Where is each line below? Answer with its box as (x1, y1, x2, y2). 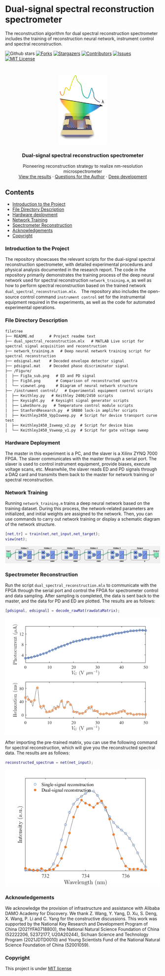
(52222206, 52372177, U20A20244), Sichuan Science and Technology (5, 931, 149, 937)
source (5, 294, 20, 300)
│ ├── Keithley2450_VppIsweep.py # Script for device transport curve (5, 413, 158, 418)
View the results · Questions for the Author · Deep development (18, 174, 147, 180)
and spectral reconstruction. (5, 41, 63, 47)
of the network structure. (5, 521, 56, 528)
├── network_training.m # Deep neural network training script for (5, 348, 151, 353)
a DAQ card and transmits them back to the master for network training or (5, 471, 155, 477)
